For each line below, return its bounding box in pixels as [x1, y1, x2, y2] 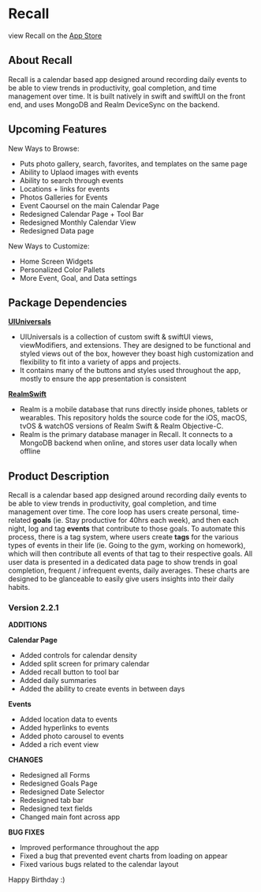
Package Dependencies [8, 296, 128, 309]
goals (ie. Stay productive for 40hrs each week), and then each [32, 516, 239, 525]
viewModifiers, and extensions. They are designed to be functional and [19, 341, 251, 350]
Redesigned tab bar [19, 796, 84, 805]
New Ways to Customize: [8, 241, 90, 251]
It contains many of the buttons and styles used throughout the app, [19, 366, 241, 375]
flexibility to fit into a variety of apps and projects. [19, 357, 181, 367]
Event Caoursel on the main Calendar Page [19, 200, 160, 210]
